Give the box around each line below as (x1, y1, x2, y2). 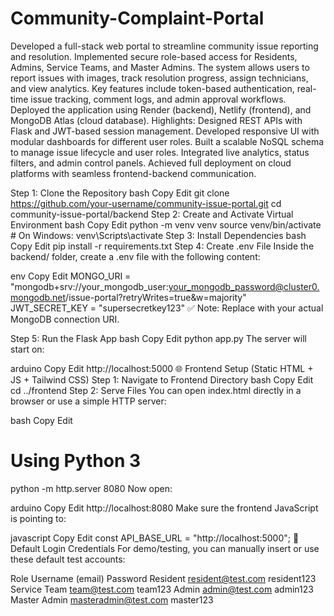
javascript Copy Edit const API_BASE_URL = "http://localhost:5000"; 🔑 (10, 532, 300, 544)
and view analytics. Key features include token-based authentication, (10, 82, 295, 94)
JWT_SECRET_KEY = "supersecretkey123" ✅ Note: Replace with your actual (10, 302, 324, 314)
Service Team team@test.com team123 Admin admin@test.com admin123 (10, 583, 314, 595)
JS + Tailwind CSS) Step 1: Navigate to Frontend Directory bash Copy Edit (10, 373, 314, 386)
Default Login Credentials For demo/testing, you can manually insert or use (10, 542, 320, 554)
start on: (10, 343, 45, 355)
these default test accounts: (10, 553, 126, 565)
